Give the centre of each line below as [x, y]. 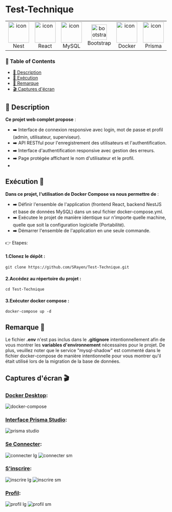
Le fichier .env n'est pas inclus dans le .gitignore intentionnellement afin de [85, 340]
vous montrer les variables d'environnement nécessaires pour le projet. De [85, 345]
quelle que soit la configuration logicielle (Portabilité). [69, 224]
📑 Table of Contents [30, 61]
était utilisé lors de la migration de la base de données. [63, 361]
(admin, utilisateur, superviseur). [47, 137]
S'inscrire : [19, 468]
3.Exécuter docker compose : [37, 300]
